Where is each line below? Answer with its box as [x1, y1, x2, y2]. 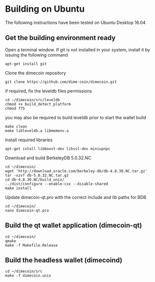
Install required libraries [5, 137, 53, 143]
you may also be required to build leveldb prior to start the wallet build [5, 114, 146, 120]
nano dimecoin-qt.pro [5, 208, 49, 213]
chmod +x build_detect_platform [5, 102, 71, 107]
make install [5, 186, 32, 191]
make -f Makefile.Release [5, 243, 58, 248]
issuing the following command [5, 52, 68, 58]
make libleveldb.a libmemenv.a [5, 128, 69, 133]
